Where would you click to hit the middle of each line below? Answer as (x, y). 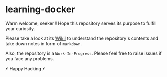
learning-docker (40, 9)
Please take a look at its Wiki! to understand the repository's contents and (82, 38)
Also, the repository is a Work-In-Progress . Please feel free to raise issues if (84, 53)
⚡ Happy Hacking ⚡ (25, 68)
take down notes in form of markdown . (44, 43)
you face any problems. (30, 58)
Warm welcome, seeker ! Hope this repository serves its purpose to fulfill (81, 23)
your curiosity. (20, 28)
